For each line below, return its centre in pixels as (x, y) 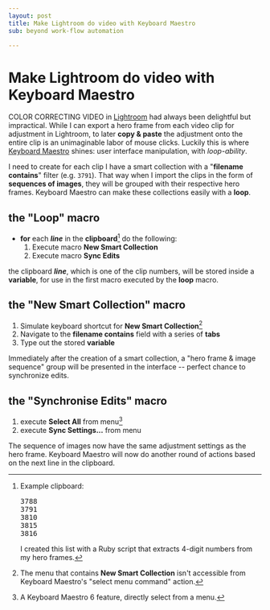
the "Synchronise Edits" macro (88, 400)
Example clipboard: (52, 486)
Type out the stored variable (67, 343)
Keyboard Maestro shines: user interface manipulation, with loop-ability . (128, 151)
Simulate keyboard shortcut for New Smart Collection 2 (111, 325)
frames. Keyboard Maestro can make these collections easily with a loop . (130, 192)
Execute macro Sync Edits (76, 255)
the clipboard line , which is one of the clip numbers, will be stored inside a (131, 271)
